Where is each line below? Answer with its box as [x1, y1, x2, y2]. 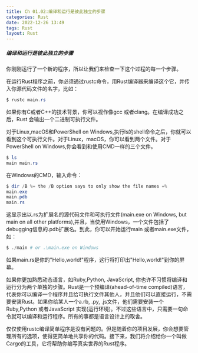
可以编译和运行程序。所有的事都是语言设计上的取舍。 [16, 313, 146, 320]
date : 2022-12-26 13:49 [6, 19, 65, 25]
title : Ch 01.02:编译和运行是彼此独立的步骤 [6, 8, 106, 15]
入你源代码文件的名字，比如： [6, 85, 78, 92]
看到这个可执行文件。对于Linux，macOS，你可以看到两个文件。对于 [6, 135, 171, 142]
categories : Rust [6, 14, 49, 20]
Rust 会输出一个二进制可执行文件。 [16, 115, 101, 122]
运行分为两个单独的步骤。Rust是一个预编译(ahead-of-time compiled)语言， [6, 284, 189, 291]
